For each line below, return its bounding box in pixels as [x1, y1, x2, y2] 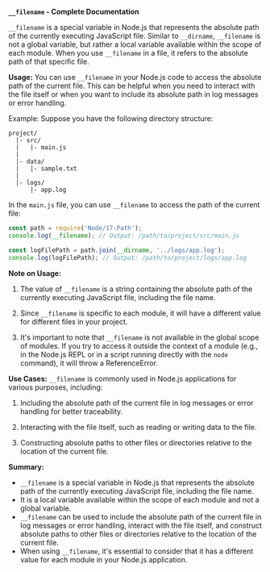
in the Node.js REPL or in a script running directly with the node [19, 349, 228, 359]
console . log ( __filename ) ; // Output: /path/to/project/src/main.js [8, 232, 240, 240]
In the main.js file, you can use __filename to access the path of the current [8, 200, 260, 209]
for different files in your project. [19, 316, 128, 326]
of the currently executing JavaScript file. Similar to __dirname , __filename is [8, 31, 261, 40]
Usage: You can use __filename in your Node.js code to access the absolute [8, 73, 262, 81]
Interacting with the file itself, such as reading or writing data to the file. [19, 422, 257, 432]
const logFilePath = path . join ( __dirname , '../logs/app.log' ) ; [8, 246, 226, 254]
